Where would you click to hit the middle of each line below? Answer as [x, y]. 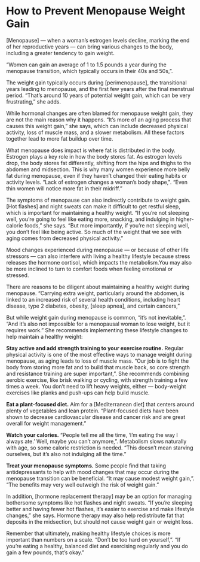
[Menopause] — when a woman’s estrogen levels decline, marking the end [98, 40]
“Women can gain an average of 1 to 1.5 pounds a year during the [87, 65]
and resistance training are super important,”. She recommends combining [98, 373]
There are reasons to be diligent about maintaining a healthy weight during [98, 287]
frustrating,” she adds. [34, 101]
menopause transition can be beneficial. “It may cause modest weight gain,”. [100, 478]
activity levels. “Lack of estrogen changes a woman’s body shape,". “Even [97, 182]
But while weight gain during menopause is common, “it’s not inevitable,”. [96, 317]
